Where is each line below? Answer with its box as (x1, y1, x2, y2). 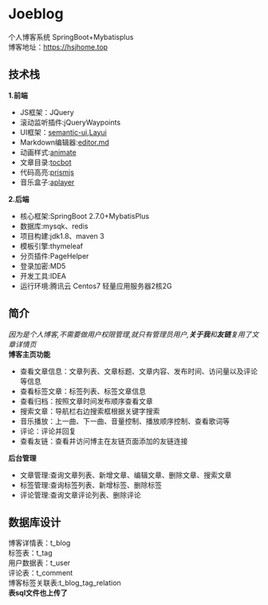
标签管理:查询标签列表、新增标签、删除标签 (19, 480, 162, 489)
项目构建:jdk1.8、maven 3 (19, 231, 105, 240)
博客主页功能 (8, 349, 50, 359)
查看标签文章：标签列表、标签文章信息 (19, 386, 146, 396)
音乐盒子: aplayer (19, 177, 75, 187)
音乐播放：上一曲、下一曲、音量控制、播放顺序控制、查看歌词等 (19, 416, 230, 425)
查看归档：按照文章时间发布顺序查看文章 (19, 396, 153, 405)
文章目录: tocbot (19, 157, 72, 167)
